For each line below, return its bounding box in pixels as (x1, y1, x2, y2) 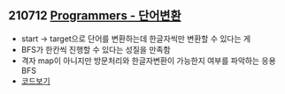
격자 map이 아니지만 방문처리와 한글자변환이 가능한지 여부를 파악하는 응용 (20, 55, 276, 66)
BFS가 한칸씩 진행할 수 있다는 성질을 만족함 (20, 44, 171, 54)
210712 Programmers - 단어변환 (8, 8, 181, 24)
